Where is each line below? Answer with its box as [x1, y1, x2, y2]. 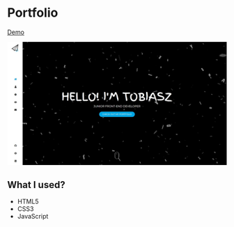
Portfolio [7, 5, 58, 21]
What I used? [7, 179, 65, 191]
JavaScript [17, 212, 49, 221]
